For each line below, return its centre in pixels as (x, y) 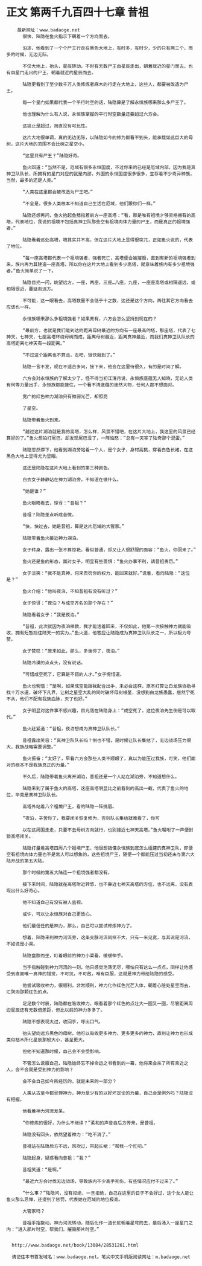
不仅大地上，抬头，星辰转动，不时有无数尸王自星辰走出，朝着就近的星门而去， (105, 66)
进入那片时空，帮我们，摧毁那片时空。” (58, 1229)
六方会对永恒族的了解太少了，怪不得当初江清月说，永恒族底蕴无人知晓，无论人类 (107, 378)
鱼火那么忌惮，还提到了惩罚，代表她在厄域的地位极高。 (65, 1200)
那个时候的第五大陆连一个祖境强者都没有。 (67, 872)
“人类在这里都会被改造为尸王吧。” (58, 192)
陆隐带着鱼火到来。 (43, 420)
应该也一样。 (20, 307)
